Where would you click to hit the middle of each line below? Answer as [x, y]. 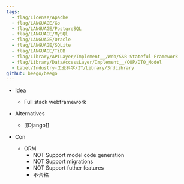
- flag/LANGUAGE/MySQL [40, 34]
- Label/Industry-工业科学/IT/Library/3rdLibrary [73, 68]
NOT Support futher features [68, 168]
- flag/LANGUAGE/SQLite [41, 46]
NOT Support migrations [63, 161]
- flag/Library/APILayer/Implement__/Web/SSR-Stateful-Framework [95, 57]
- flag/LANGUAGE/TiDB [39, 51]
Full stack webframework [55, 102]
